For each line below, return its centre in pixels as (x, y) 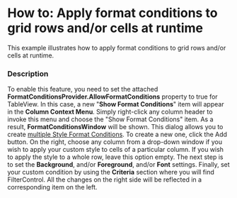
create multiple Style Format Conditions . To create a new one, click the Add (117, 134)
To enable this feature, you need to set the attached (83, 89)
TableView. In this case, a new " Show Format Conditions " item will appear (116, 104)
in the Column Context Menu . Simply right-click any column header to (110, 112)
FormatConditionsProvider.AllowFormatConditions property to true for (112, 97)
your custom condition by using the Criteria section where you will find (111, 172)
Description (28, 74)
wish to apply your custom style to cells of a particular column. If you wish (116, 150)
